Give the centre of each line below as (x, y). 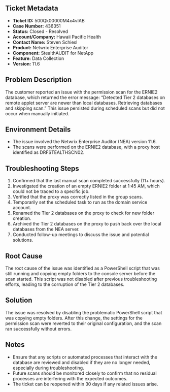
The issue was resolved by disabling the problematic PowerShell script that (84, 312)
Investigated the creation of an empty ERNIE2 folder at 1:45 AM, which (86, 186)
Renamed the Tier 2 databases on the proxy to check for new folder (83, 213)
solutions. (23, 240)
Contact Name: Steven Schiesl (45, 42)
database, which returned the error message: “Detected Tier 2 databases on (85, 97)
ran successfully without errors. (39, 329)
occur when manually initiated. (37, 113)
